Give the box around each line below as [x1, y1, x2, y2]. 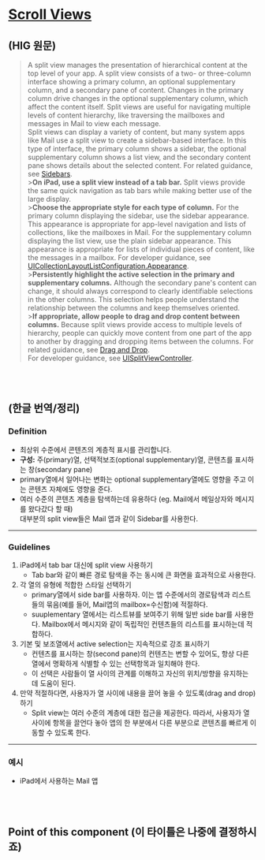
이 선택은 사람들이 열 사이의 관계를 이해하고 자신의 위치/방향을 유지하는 [31, 668, 249, 678]
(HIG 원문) [8, 39, 57, 52]
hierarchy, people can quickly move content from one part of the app [27, 329, 252, 337]
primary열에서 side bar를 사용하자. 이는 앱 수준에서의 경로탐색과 [31, 590, 230, 599]
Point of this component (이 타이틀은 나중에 [8, 825, 217, 839]
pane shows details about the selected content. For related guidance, [27, 161, 253, 170]
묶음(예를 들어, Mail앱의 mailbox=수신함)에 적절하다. [46, 599, 208, 609]
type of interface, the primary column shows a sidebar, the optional [27, 144, 247, 153]
